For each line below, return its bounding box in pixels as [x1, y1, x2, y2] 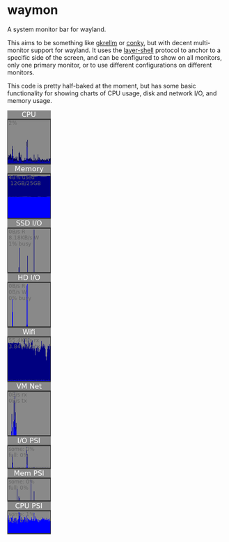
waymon [7, 2, 58, 18]
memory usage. [7, 96, 52, 104]
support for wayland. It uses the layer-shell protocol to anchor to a [31, 46, 221, 54]
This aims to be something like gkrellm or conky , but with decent [7, 38, 193, 47]
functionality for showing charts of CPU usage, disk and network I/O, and [7, 89, 217, 97]
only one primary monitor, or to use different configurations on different [7, 61, 212, 69]
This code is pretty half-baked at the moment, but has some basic [7, 81, 196, 90]
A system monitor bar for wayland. [7, 25, 106, 33]
